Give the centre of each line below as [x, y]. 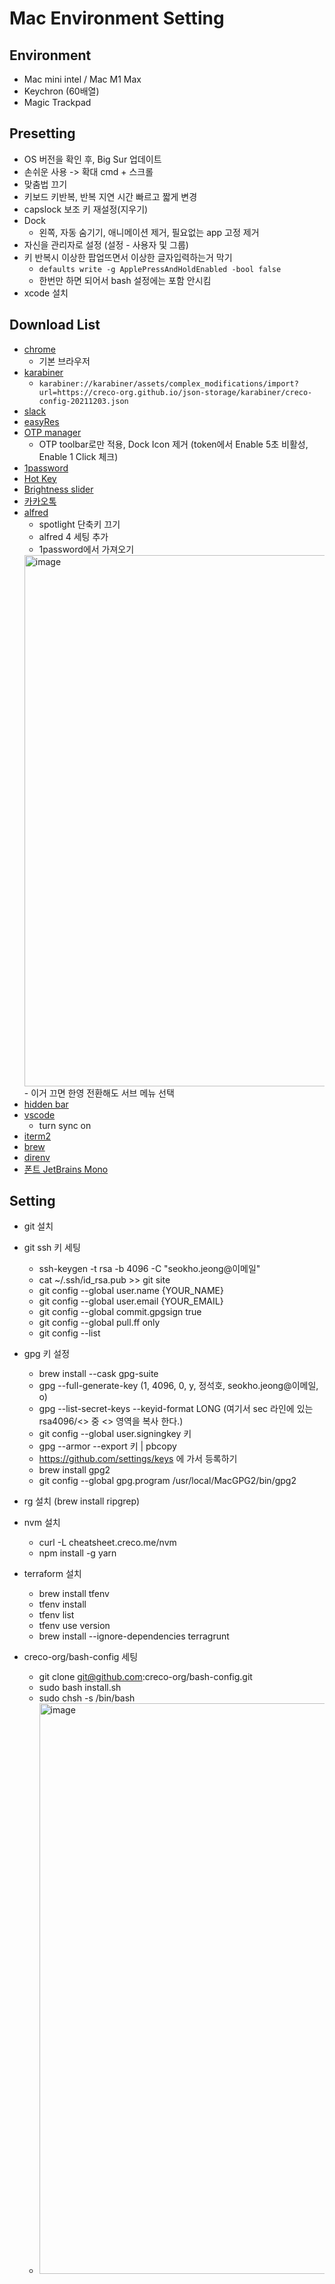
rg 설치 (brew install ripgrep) [82, 1501]
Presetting [42, 133]
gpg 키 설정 [47, 1354]
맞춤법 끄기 [45, 184]
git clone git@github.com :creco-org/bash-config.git [145, 1677]
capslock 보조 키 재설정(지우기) [86, 209]
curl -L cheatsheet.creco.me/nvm [107, 1543]
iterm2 [37, 1136]
